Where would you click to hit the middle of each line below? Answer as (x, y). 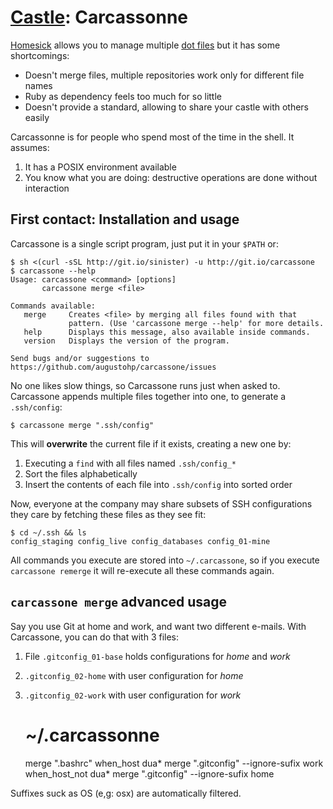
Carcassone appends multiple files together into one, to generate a (148, 396)
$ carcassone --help (53, 271)
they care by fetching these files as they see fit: (108, 514)
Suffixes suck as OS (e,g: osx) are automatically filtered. (126, 793)
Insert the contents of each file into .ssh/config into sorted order (158, 484)
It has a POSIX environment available (100, 167)
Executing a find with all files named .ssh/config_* (130, 463)
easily (37, 117)
